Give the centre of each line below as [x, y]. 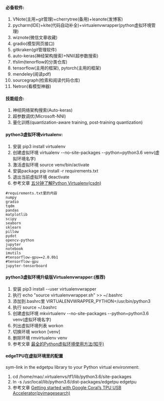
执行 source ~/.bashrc [35, 307]
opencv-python [20, 240]
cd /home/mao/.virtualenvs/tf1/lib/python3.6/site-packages [72, 377]
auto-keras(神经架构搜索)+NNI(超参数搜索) [55, 56]
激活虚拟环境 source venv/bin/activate [51, 165]
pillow [12, 232]
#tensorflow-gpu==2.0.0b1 [32, 257]
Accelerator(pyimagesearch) [41, 393]
